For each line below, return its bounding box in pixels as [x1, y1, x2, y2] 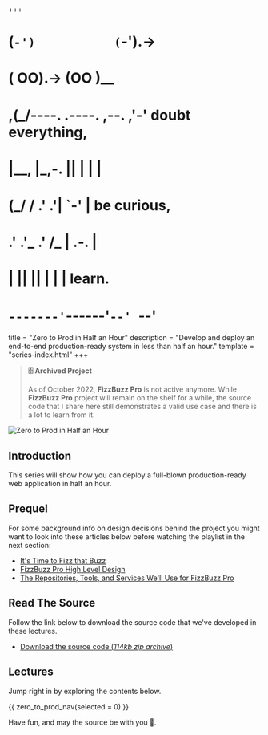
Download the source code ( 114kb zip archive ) [19, 641, 174, 651]
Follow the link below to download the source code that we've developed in [8, 617, 257, 627]
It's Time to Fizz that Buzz [19, 555, 106, 566]
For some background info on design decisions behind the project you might [8, 523, 260, 533]
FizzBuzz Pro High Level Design [19, 564, 126, 574]
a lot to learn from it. [27, 410, 95, 420]
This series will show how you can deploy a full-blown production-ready [8, 470, 246, 480]
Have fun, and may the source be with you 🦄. [8, 717, 157, 727]
